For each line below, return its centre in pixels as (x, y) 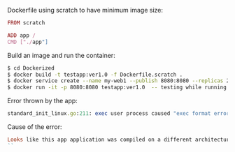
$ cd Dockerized (31, 68)
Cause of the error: (35, 127)
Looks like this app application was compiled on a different (100, 139)
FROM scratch (26, 23)
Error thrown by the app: (43, 101)
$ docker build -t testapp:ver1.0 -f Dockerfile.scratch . (95, 75)
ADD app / (22, 35)
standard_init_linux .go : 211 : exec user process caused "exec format (109, 114)
